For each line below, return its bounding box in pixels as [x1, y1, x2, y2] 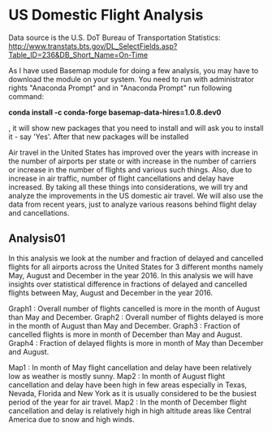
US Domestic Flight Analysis [8, 6, 204, 24]
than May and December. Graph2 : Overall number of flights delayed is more [8, 312, 264, 322]
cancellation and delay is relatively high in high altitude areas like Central [8, 405, 252, 416]
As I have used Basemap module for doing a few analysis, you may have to [8, 65, 259, 75]
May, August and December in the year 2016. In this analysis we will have [8, 270, 253, 280]
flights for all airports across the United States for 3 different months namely [8, 262, 264, 272]
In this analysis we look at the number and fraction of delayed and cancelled [8, 253, 264, 263]
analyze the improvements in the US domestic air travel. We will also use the [8, 190, 264, 200]
